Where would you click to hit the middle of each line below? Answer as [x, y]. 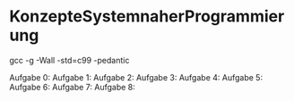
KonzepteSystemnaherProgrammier [147, 17]
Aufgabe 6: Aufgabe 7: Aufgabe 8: [73, 87]
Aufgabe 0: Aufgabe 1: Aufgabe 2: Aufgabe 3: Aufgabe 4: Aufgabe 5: [136, 77]
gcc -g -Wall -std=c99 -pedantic [69, 60]
